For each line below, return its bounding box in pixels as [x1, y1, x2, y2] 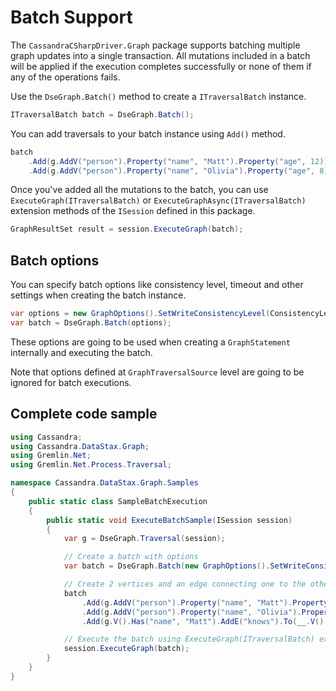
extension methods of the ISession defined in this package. [10, 205, 256, 217]
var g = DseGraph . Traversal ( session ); [63, 534, 226, 544]
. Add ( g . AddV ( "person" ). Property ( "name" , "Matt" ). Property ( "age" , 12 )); [28, 156, 333, 166]
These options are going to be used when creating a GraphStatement [10, 336, 291, 348]
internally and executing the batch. [10, 346, 153, 358]
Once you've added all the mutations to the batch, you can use [10, 184, 269, 196]
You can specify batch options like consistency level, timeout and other [10, 279, 304, 291]
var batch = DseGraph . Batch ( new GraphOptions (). [63, 561, 271, 571]
